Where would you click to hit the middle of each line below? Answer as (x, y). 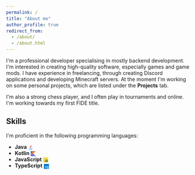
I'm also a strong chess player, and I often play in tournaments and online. (95, 97)
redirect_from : (25, 31)
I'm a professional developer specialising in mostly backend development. (95, 61)
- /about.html (28, 43)
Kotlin (22, 153)
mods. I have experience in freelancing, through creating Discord (84, 73)
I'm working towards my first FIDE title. (53, 103)
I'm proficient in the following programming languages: (72, 135)
